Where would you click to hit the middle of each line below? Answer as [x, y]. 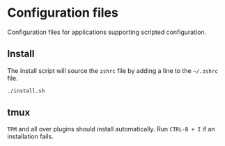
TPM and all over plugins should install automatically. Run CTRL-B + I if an [111, 129]
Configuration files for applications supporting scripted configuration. [107, 32]
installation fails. [30, 136]
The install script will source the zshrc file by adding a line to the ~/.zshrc [113, 70]
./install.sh [26, 91]
